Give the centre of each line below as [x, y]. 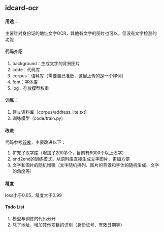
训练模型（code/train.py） [39, 118]
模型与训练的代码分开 [34, 218]
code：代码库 [26, 69]
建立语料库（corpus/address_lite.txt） [51, 112]
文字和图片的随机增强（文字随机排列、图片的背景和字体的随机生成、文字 [85, 165]
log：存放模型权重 [31, 88]
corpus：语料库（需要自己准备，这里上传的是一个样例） [69, 75]
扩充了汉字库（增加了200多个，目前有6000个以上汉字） [69, 153]
